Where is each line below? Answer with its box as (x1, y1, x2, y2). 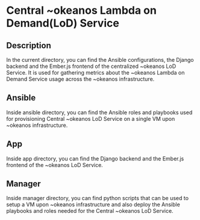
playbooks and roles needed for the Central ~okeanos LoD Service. (6, 207, 173, 215)
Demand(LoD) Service (6, 16, 119, 30)
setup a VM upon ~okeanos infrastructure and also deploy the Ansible (6, 201, 181, 208)
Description (6, 40, 51, 50)
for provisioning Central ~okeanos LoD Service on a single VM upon (6, 115, 175, 122)
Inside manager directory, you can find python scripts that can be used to (6, 195, 189, 202)
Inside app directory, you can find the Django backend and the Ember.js (6, 154, 184, 162)
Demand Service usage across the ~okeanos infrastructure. (6, 76, 155, 82)
